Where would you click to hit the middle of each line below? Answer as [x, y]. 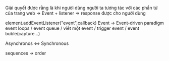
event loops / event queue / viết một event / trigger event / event [72, 28]
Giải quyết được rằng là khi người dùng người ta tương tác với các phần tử [81, 8]
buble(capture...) [23, 34]
